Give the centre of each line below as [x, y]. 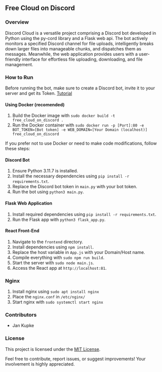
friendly [13, 59]
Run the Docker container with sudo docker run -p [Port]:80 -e [78, 125]
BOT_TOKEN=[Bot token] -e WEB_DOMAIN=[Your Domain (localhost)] [80, 130]
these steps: [18, 149]
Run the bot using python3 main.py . [48, 192]
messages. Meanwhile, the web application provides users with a [72, 54]
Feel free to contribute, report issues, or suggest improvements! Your [75, 359]
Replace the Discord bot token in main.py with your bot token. [75, 187]
